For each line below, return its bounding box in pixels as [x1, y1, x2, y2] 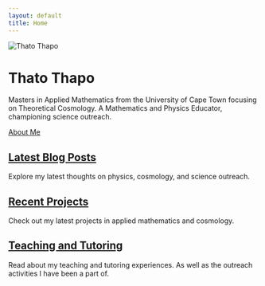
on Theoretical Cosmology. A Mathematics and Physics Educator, [8, 104, 223, 113]
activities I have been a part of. [8, 268, 110, 278]
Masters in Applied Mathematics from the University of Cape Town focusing [8, 95, 257, 104]
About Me [8, 127, 41, 137]
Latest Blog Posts [8, 151, 97, 164]
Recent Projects [8, 194, 89, 208]
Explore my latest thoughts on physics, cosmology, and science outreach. [8, 172, 251, 182]
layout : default [8, 11, 62, 20]
